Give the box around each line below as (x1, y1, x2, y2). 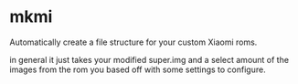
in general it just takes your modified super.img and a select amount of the (9, 54, 290, 65)
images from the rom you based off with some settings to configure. (9, 64, 267, 75)
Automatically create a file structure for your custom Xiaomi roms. (9, 37, 258, 47)
